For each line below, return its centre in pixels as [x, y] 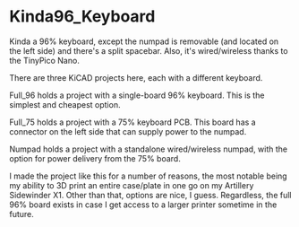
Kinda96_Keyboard [82, 17]
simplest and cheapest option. [65, 104]
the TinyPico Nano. [45, 60]
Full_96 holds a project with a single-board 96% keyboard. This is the [137, 95]
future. [21, 214]
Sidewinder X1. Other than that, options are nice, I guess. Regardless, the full [150, 195]
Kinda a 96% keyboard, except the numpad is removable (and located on [144, 41]
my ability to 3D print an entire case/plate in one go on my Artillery [132, 185]
